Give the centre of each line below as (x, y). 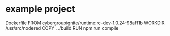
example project (40, 9)
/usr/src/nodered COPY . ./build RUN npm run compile (62, 28)
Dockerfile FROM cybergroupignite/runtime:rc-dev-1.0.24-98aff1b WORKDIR (85, 23)
